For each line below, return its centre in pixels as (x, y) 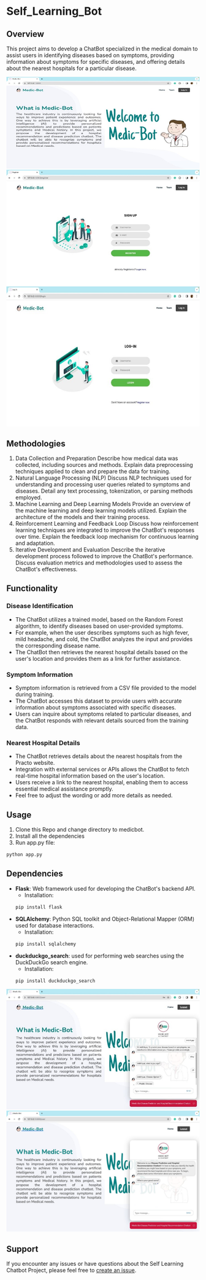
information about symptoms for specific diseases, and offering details (96, 62)
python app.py (25, 855)
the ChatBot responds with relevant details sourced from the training (102, 720)
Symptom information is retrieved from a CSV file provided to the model (106, 688)
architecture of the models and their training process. (82, 517)
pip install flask (39, 907)
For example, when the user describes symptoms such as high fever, (102, 632)
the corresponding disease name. (58, 646)
